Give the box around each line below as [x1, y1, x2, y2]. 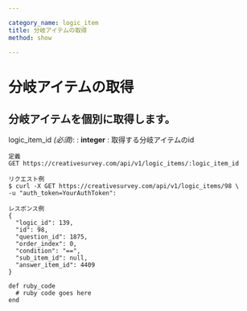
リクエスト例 [8, 175, 45, 183]
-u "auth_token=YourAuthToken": [8, 190, 117, 198]
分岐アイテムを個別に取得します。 [8, 112, 175, 125]
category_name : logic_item [8, 18, 99, 27]
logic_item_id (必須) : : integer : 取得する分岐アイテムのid [8, 135, 195, 145]
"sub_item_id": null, [15, 254, 89, 262]
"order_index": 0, [15, 240, 78, 248]
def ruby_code [8, 282, 56, 290]
